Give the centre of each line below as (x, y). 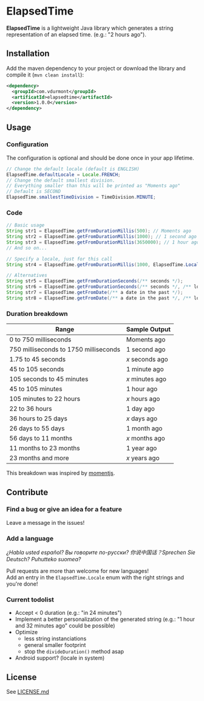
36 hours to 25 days (39, 419)
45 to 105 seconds (37, 369)
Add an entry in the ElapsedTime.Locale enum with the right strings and (95, 578)
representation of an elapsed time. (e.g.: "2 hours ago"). (76, 34)
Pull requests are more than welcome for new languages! (77, 571)
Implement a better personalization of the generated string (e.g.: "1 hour (105, 619)
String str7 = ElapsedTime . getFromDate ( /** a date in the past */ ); (95, 293)
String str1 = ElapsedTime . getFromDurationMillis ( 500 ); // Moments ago (99, 231)
